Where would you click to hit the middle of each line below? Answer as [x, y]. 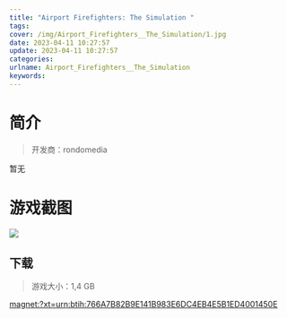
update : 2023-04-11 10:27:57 [64, 51]
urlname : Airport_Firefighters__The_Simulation [100, 68]
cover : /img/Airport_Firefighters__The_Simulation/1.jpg [118, 34]
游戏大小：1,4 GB [63, 287]
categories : [31, 59]
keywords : [28, 76]
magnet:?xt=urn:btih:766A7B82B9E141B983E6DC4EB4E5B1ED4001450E [143, 305]
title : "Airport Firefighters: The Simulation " [102, 17]
